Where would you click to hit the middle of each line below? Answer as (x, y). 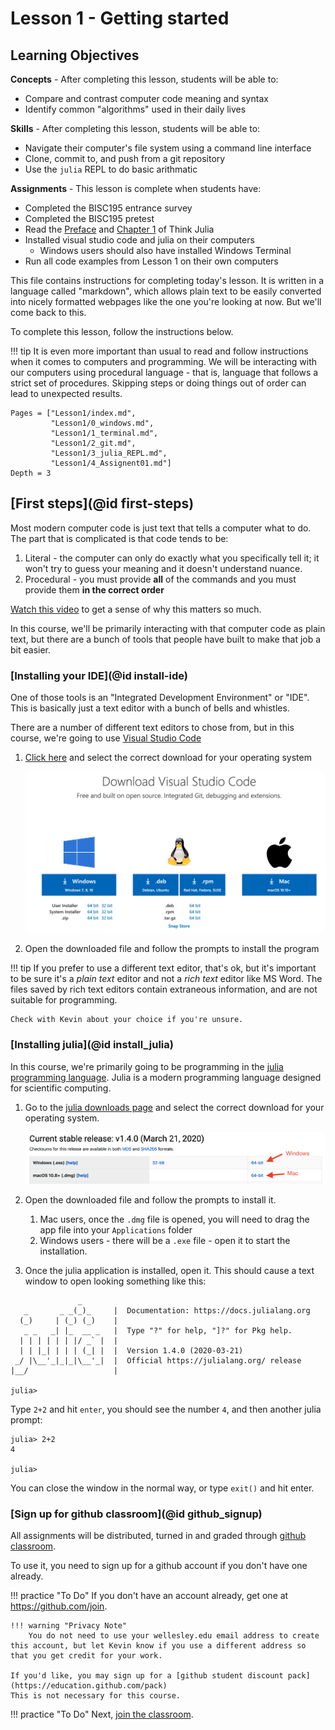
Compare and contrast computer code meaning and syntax (146, 98)
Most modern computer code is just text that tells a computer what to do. (161, 528)
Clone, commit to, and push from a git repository (125, 158)
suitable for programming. (64, 1000)
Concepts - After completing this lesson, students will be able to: (144, 79)
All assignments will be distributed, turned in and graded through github (158, 1536)
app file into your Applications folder (116, 1229)
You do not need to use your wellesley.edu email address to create (174, 1636)
